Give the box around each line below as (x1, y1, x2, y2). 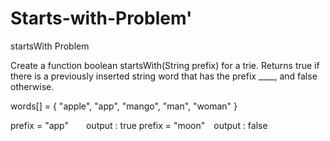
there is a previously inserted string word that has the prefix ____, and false (10, 70, 318, 82)
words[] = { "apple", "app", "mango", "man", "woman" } (10, 100, 238, 112)
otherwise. (10, 80, 55, 92)
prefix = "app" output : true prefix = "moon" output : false (10, 119, 268, 131)
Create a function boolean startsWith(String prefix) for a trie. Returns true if (10, 59, 320, 71)
